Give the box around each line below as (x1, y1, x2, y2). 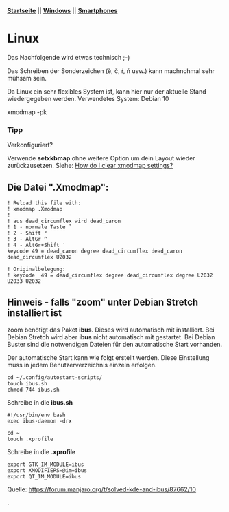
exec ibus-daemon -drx (7, 417, 72, 425)
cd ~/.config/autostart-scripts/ (7, 374, 103, 381)
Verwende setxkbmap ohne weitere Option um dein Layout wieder (7, 154, 195, 162)
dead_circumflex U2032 (7, 254, 72, 261)
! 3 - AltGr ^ (7, 236, 48, 243)
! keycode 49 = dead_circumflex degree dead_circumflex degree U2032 (7, 272, 213, 279)
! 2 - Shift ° (7, 230, 48, 237)
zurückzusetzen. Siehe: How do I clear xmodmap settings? (7, 162, 173, 170)
